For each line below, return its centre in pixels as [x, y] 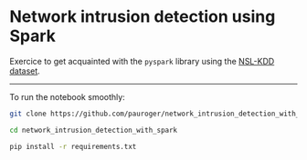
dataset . [25, 71]
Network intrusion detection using [143, 17]
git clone [28, 114]
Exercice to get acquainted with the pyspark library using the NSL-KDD [142, 61]
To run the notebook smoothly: [67, 96]
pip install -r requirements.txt [73, 146]
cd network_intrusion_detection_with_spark [94, 130]
